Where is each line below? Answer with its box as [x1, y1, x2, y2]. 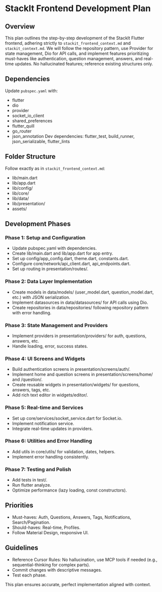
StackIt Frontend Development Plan [5, 3, 151, 14]
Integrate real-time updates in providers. [12, 426, 93, 431]
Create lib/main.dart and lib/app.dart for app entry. [12, 250, 113, 256]
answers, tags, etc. [12, 387, 50, 393]
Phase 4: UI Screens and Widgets [5, 355, 85, 362]
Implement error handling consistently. [12, 454, 90, 460]
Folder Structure [5, 152, 56, 161]
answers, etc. [12, 338, 39, 344]
